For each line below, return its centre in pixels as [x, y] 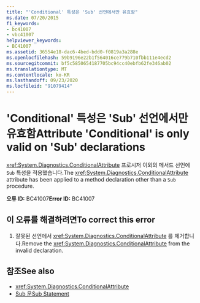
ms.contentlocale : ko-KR [38, 75]
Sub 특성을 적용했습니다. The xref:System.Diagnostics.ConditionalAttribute [98, 172]
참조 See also [30, 271]
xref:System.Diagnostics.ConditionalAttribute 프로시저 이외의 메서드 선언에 [98, 165]
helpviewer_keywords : [34, 40]
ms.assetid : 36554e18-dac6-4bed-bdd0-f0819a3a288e [72, 52]
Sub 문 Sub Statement [42, 293]
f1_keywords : [23, 23]
